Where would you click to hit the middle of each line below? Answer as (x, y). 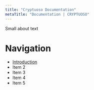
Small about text (22, 28)
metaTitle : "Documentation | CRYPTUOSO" (47, 14)
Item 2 (19, 67)
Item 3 (19, 73)
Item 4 (19, 78)
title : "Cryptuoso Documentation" (41, 10)
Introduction (25, 62)
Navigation (28, 48)
